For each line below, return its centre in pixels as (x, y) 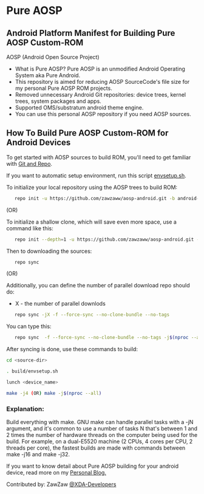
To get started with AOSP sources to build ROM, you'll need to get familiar (99, 157)
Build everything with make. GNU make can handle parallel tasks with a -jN (100, 422)
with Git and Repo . (29, 163)
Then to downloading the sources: (49, 251)
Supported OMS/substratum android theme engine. (79, 108)
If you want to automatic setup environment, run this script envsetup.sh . (96, 175)
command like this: (30, 228)
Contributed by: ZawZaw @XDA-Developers (61, 484)
